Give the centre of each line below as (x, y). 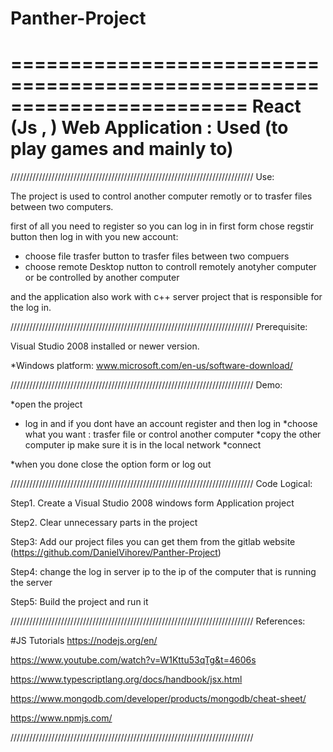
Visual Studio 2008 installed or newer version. (105, 346)
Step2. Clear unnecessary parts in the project (104, 523)
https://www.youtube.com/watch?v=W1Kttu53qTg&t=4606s (133, 660)
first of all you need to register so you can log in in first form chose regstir (162, 226)
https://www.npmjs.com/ (61, 718)
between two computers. (62, 207)
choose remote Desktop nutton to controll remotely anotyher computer (170, 267)
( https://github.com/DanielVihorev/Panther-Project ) (116, 553)
